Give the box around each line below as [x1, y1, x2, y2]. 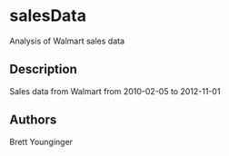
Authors [9, 112, 57, 128]
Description [9, 62, 77, 77]
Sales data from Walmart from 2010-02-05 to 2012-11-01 [9, 85, 221, 96]
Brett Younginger [9, 136, 74, 147]
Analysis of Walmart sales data [9, 35, 125, 46]
